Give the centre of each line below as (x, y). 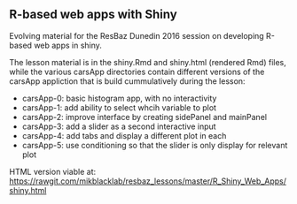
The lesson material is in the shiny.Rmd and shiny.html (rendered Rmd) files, (148, 62)
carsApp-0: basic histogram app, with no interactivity (119, 98)
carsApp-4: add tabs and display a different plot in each (124, 135)
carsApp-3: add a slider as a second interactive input (119, 126)
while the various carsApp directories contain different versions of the (137, 72)
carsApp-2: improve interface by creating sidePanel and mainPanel (145, 117)
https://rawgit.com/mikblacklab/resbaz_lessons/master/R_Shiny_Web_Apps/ (148, 181)
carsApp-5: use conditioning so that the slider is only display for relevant (155, 145)
